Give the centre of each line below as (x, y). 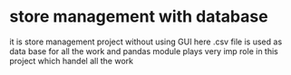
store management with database (139, 17)
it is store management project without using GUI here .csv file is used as (146, 42)
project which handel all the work (72, 61)
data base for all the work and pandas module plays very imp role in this (144, 51)
